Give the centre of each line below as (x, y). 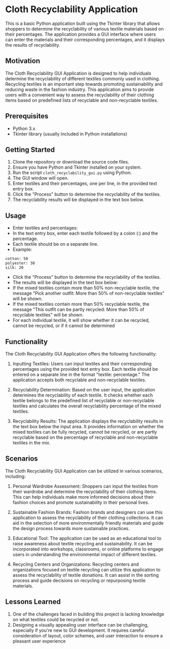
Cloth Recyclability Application (72, 9)
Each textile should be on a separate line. (55, 244)
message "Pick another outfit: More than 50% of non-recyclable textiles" (89, 294)
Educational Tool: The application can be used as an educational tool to (87, 538)
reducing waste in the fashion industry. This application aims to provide (80, 89)
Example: (22, 249)
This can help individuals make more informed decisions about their (83, 497)
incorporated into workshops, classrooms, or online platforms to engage (88, 549)
